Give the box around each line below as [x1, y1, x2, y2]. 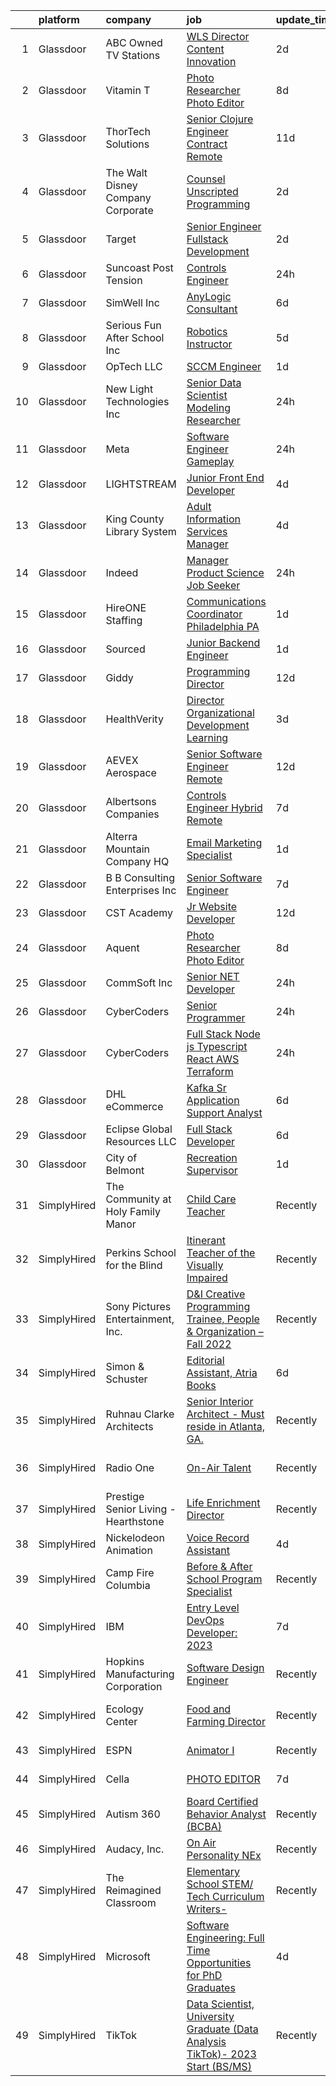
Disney [105, 179, 138, 192]
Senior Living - [105, 1502, 177, 1516]
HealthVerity [105, 712, 164, 726]
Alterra [105, 830, 138, 843]
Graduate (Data [186, 2022, 259, 2036]
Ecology [105, 1702, 144, 1716]
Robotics [186, 325, 228, 338]
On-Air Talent [186, 1461, 252, 1474]
